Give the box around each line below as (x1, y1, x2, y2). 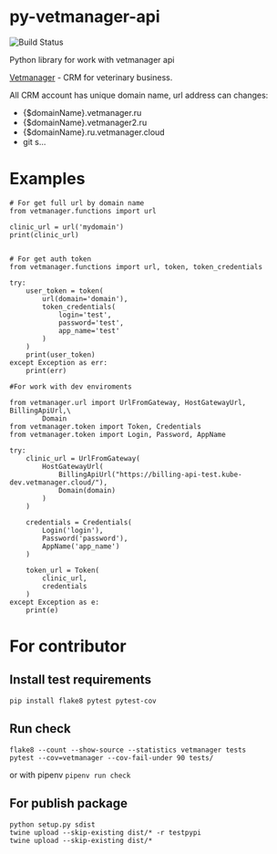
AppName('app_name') (42, 541, 120, 551)
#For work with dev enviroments (9, 381, 132, 391)
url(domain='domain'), (42, 294, 128, 303)
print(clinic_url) (9, 230, 79, 239)
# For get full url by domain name (9, 198, 145, 207)
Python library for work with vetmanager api (9, 54, 175, 65)
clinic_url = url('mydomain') (9, 222, 125, 232)
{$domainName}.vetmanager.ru (22, 107, 142, 118)
